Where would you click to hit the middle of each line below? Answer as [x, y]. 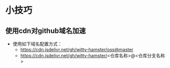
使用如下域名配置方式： [37, 44]
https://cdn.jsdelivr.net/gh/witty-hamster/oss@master [77, 49]
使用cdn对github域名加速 [45, 31]
